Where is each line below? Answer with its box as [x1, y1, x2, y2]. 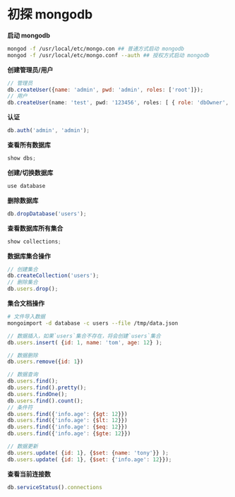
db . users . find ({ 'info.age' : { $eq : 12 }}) [7, 424, 128, 431]
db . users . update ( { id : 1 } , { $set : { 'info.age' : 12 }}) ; [7, 456, 172, 463]
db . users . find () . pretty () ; [7, 384, 87, 392]
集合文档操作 [7, 299, 44, 308]
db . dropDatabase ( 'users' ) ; [7, 210, 87, 217]
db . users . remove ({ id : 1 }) [7, 358, 83, 366]
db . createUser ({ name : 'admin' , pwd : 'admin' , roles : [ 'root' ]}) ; [7, 86, 204, 93]
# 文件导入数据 [7, 313, 46, 321]
